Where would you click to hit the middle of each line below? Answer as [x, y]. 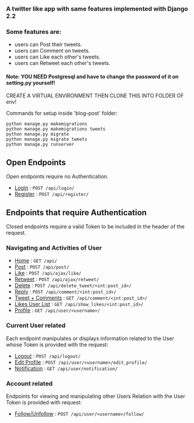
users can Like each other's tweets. [57, 57]
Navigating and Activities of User [54, 247]
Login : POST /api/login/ [44, 188]
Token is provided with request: [44, 402]
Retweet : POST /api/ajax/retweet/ [57, 279]
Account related [30, 383]
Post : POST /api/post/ [42, 267]
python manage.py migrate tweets [47, 139]
